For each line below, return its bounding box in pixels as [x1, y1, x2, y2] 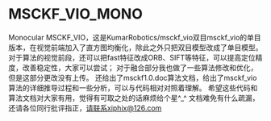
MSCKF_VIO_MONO [8, 5, 143, 23]
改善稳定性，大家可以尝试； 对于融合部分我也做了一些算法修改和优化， [22, 62, 258, 73]
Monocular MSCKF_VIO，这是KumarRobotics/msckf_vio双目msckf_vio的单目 [8, 32, 261, 42]
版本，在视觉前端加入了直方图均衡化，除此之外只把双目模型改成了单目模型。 [8, 42, 263, 52]
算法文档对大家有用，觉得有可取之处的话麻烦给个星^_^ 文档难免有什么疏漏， [8, 93, 260, 102]
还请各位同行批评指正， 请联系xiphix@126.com [8, 102, 162, 113]
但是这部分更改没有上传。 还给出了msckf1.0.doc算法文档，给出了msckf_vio [8, 73, 257, 82]
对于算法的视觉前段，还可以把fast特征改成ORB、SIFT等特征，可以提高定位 [8, 52, 256, 62]
